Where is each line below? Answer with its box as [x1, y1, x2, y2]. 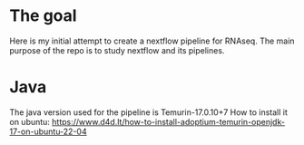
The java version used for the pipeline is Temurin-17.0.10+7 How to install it [9, 106, 289, 118]
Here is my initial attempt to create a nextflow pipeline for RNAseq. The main [9, 35, 295, 46]
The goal [9, 5, 77, 26]
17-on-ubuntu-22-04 [9, 126, 88, 137]
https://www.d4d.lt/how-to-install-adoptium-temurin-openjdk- [51, 116, 286, 127]
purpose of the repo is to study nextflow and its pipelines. [9, 44, 225, 55]
